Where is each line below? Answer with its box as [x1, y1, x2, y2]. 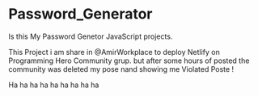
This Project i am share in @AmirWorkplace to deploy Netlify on [8, 47, 220, 56]
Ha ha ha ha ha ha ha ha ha [8, 80, 99, 90]
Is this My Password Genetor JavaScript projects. [8, 31, 173, 41]
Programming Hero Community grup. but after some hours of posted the [8, 56, 250, 65]
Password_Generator [8, 5, 153, 23]
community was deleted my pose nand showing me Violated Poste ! [8, 64, 235, 73]
